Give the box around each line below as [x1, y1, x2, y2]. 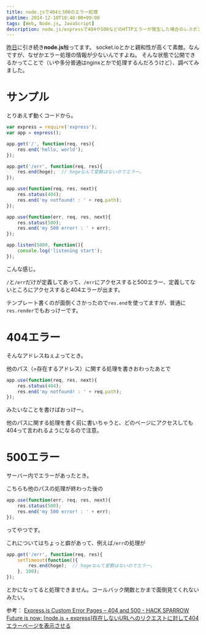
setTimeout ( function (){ [17, 557, 78, 563]
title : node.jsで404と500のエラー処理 [6, 9, 98, 15]
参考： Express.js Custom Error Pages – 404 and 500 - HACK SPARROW [6, 607, 189, 614]
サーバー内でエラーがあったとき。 [6, 472, 93, 479]
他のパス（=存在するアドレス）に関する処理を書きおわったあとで [6, 365, 171, 372]
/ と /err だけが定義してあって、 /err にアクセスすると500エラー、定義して [6, 278, 190, 286]
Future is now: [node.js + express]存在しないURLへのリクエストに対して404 [6, 614, 199, 622]
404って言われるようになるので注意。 [6, 427, 102, 434]
